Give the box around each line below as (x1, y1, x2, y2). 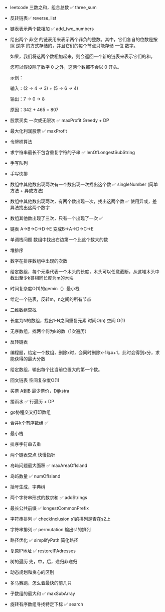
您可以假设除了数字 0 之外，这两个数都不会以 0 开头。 (10, 64, 122, 70)
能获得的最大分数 (10, 356, 46, 361)
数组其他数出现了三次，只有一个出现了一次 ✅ (10, 215, 103, 221)
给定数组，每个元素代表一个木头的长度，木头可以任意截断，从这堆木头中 (10, 269, 159, 275)
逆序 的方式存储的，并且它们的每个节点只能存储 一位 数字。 (16, 43, 138, 49)
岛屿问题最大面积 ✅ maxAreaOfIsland (10, 462, 88, 468)
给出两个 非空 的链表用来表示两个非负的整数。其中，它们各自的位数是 (10, 37, 153, 42)
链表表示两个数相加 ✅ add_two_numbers (10, 26, 94, 32)
